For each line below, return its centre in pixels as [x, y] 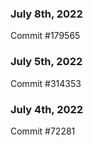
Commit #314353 [46, 83]
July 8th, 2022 [46, 14]
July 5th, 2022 [46, 62]
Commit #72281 [43, 131]
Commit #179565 [45, 36]
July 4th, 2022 [47, 109]
